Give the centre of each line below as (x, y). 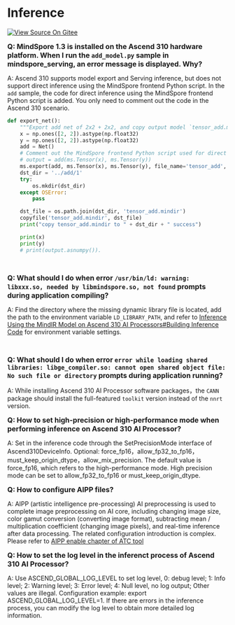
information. (25, 615)
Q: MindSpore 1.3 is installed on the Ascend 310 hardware (105, 46)
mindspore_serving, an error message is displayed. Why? (105, 64)
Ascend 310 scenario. (38, 108)
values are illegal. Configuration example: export (77, 593)
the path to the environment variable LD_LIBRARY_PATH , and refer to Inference (117, 317)
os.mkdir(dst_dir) (59, 186)
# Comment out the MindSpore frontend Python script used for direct (123, 153)
